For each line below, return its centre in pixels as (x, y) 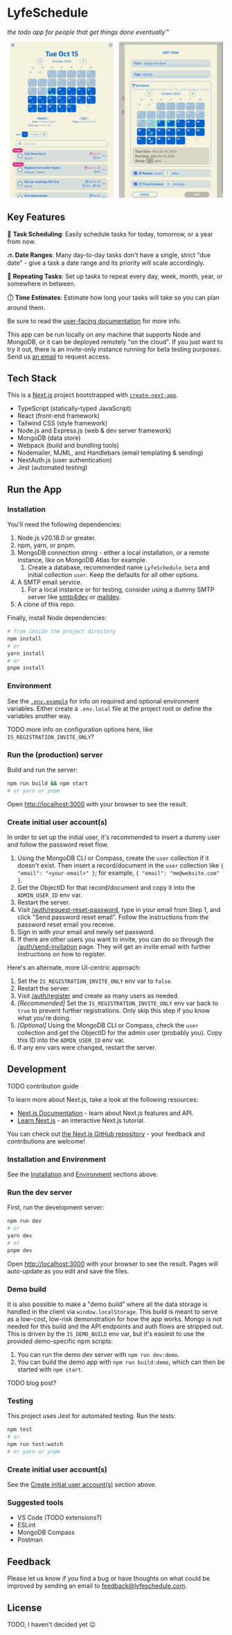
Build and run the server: (43, 770)
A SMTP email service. (50, 583)
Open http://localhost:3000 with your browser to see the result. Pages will (113, 1264)
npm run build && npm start (48, 783)
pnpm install (26, 668)
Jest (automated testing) (52, 468)
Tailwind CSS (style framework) (62, 423)
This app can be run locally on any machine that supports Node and (104, 334)
